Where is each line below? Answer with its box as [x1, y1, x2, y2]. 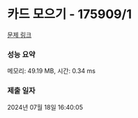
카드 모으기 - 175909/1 [7, 6, 132, 22]
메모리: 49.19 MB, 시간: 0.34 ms [7, 67, 96, 75]
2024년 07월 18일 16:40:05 [7, 103, 84, 111]
